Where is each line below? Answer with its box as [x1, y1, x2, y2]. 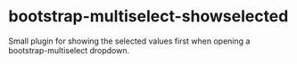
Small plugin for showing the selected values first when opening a [8, 36, 251, 46]
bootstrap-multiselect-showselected [8, 6, 289, 27]
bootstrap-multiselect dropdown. [8, 44, 130, 55]
